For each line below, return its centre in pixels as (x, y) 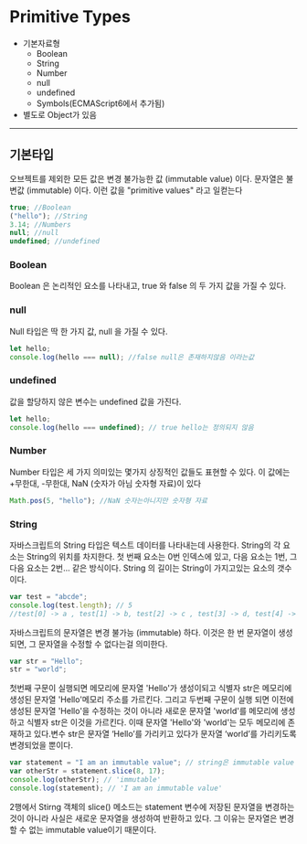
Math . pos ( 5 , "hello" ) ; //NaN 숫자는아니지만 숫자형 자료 (109, 500)
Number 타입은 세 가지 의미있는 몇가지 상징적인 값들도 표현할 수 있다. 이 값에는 (150, 472)
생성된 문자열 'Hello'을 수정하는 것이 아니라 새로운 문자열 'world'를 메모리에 (144, 711)
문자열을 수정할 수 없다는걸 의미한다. (103, 644)
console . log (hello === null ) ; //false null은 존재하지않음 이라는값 (132, 357)
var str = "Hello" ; (47, 661)
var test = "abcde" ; (49, 596)
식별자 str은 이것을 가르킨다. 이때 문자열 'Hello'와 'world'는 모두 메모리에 (156, 722)
